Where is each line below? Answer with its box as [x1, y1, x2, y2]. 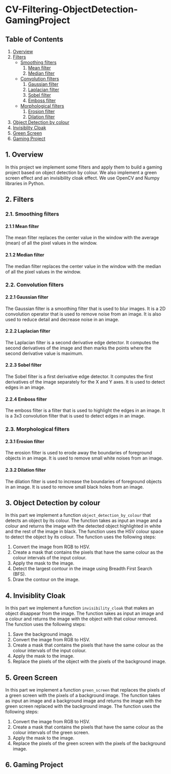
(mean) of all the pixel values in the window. [5, 240, 98, 246]
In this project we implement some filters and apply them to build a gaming [5, 164, 162, 170]
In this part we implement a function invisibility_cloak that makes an [5, 605, 154, 611]
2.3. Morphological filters [5, 426, 70, 433]
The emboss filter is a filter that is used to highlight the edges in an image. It [5, 407, 165, 413]
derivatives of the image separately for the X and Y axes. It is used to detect [5, 379, 165, 385]
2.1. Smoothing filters [5, 211, 60, 218]
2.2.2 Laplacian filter [5, 328, 51, 334]
